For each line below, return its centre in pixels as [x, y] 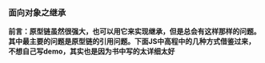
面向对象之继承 [37, 12]
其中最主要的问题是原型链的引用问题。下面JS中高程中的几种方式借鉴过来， [132, 41]
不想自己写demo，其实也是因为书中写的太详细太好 [92, 51]
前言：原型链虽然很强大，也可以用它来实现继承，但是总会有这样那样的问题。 [135, 31]
